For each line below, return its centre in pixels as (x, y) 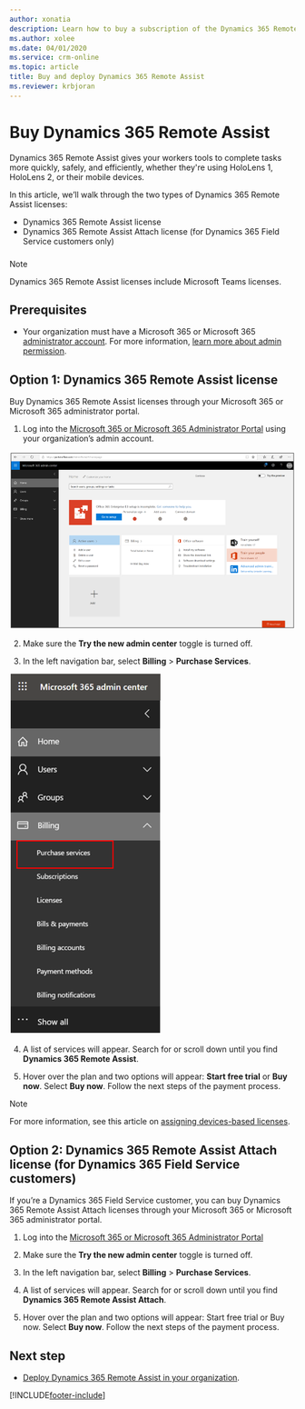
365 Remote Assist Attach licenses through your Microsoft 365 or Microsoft (151, 1210)
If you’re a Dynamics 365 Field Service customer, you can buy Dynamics (145, 1201)
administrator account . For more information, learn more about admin (152, 342)
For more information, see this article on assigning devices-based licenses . (150, 1122)
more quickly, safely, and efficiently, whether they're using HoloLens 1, (142, 167)
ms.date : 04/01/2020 (49, 48)
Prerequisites (48, 310)
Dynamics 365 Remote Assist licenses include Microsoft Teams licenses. (146, 281)
